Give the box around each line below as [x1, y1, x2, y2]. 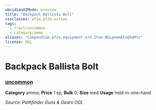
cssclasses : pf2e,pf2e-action [5, 16, 68, 21]
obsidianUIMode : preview [5, 7, 56, 12]
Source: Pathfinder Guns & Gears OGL [5, 100, 84, 106]
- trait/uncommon [9, 26, 46, 31]
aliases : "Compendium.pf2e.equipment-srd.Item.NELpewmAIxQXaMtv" [5, 35, 143, 40]
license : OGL [5, 40, 32, 45]
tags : [5, 21, 16, 26]
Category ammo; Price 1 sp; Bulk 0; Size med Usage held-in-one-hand [5, 90, 151, 96]
